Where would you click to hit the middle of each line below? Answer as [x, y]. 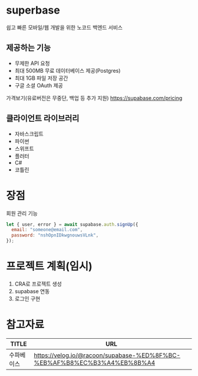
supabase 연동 [32, 291]
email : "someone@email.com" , [47, 230]
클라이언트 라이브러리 [43, 119]
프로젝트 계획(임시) [49, 266]
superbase [33, 10]
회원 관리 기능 [22, 213]
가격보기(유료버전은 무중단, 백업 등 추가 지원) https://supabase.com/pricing [94, 98]
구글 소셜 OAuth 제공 [39, 85]
